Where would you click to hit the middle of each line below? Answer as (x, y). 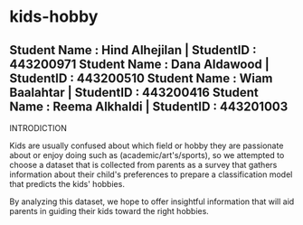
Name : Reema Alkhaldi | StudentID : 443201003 (149, 106)
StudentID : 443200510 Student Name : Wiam (141, 78)
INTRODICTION (38, 128)
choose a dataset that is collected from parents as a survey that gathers (143, 165)
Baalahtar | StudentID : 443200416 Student (134, 92)
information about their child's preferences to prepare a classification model (151, 174)
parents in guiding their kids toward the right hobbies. (109, 211)
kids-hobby (54, 17)
